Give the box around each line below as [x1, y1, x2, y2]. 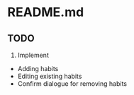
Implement [17, 51, 50, 59]
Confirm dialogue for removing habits [17, 80, 128, 88]
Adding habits [17, 65, 59, 72]
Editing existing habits [17, 72, 82, 80]
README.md [7, 4, 84, 20]
